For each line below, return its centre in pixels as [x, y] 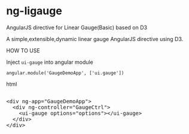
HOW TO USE [23, 50]
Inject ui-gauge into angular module [50, 62]
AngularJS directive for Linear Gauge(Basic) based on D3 [77, 27]
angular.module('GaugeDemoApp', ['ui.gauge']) [65, 73]
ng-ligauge [34, 11]
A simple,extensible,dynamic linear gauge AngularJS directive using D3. [95, 39]
